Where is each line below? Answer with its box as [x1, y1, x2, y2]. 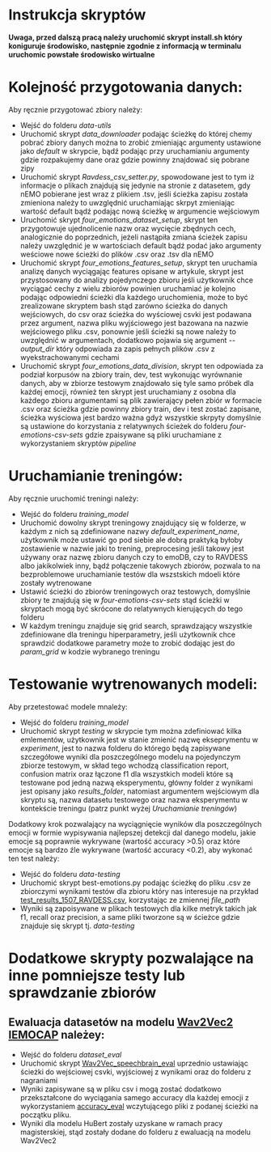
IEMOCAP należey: [8, 1028, 105, 1042]
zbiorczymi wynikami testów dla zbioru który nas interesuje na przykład [19, 886, 259, 896]
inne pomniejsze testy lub [8, 966, 186, 985]
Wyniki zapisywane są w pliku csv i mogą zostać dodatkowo [19, 1084, 222, 1094]
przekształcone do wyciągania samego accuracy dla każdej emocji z [19, 1092, 249, 1102]
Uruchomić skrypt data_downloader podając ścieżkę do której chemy [19, 129, 252, 138]
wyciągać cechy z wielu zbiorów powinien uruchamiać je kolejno [19, 283, 236, 293]
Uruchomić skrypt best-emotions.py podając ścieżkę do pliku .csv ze [19, 878, 251, 887]
